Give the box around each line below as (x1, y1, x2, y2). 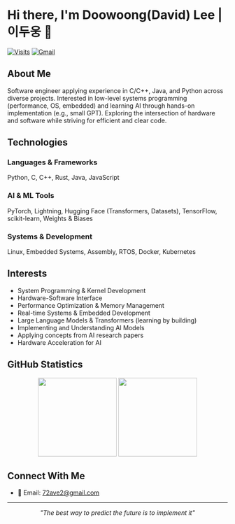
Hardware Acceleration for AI (17, 338, 101, 346)
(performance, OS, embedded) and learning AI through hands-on (7, 101, 195, 110)
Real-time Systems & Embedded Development (17, 309, 150, 317)
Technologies (7, 136, 69, 148)
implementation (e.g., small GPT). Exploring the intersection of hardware (7, 108, 215, 117)
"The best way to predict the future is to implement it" (40, 509, 195, 517)
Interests (7, 268, 48, 280)
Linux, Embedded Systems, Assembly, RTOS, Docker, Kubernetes (7, 248, 196, 256)
